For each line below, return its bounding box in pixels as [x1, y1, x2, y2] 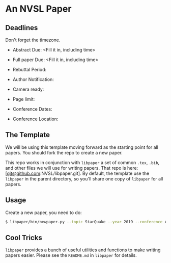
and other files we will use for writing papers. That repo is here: [5, 165, 138, 171]
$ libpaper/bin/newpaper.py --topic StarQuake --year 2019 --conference [5, 219, 163, 224]
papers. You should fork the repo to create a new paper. [5, 149, 123, 155]
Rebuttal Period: [12, 67, 47, 72]
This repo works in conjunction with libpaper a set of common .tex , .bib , [5, 159, 160, 166]
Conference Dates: [12, 106, 52, 112]
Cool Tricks [5, 233, 42, 242]
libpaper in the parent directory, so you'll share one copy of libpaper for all [5, 175, 163, 181]
